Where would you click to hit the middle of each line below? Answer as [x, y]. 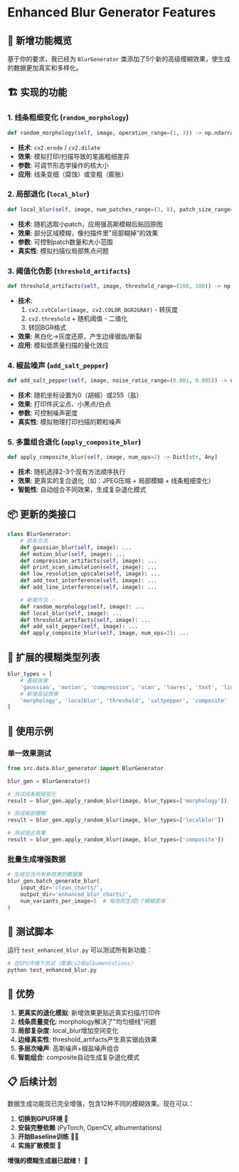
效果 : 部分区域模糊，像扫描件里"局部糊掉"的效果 [88, 233]
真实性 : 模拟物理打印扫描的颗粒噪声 [69, 422]
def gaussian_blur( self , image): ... [76, 547]
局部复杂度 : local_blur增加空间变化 [68, 1030]
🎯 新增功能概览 [40, 40]
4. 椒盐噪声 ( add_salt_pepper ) [58, 365]
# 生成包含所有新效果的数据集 [45, 875]
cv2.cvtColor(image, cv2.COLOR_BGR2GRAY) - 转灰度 [103, 309]
